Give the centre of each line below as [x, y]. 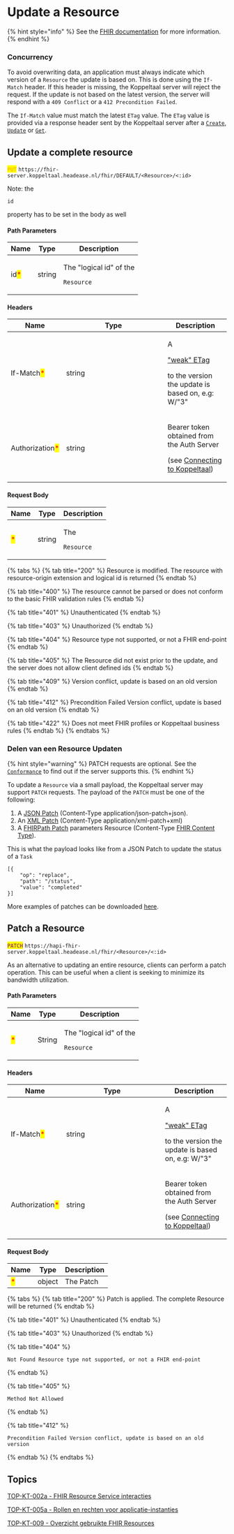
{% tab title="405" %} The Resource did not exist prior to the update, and [112, 660]
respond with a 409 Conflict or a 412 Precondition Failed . [92, 102]
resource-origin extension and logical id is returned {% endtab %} [102, 577]
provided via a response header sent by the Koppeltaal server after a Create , [117, 123]
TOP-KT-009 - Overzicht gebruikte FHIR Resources [81, 1524]
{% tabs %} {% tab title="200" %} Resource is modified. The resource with [115, 570]
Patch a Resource [46, 928]
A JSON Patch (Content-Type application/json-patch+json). [102, 813]
